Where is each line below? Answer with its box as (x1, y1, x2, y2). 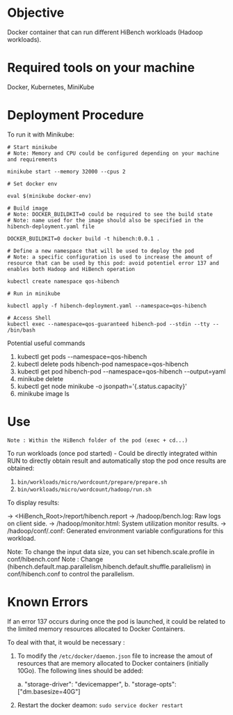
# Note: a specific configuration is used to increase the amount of (7, 253, 214, 261)
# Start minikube (7, 144, 58, 151)
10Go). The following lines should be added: (17, 666, 144, 675)
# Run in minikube (7, 290, 61, 297)
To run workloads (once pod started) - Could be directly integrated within (7, 449, 218, 457)
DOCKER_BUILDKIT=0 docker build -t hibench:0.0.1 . (7, 235, 160, 242)
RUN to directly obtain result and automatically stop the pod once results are (7, 456, 227, 465)
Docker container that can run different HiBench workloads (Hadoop (7, 28, 203, 36)
